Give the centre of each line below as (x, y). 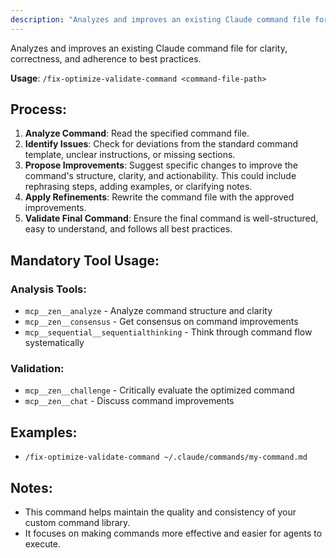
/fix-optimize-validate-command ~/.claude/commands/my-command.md (166, 457)
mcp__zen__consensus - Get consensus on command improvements (161, 322)
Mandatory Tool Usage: (85, 260)
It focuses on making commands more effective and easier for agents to (173, 533)
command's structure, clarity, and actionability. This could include (160, 176)
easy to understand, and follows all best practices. (128, 229)
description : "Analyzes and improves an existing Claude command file (160, 19)
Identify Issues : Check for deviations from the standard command (161, 144)
